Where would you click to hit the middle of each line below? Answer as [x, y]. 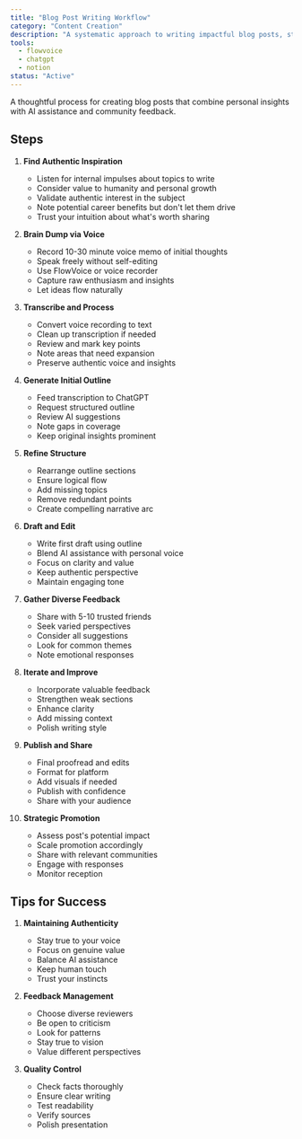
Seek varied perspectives [83, 626]
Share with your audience [84, 800]
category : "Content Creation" [67, 26]
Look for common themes [84, 645]
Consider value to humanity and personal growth [127, 188]
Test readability [65, 1106]
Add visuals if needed [77, 781]
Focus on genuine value [81, 950]
